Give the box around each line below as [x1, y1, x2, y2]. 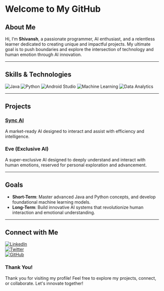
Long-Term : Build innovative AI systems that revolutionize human [12, 204, 144, 210]
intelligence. [5, 133, 30, 139]
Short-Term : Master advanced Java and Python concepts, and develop [12, 194, 156, 200]
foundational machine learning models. [12, 199, 91, 205]
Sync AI [5, 117, 24, 124]
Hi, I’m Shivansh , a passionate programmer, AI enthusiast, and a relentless [5, 36, 155, 42]
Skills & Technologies [5, 70, 72, 79]
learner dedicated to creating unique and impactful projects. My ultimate [5, 41, 151, 47]
